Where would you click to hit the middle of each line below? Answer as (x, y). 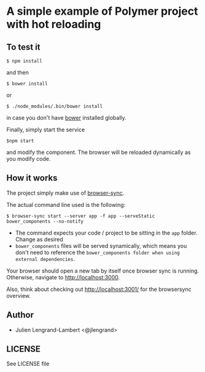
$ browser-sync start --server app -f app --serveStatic (81, 216)
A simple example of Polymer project (102, 11)
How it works (32, 178)
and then (17, 72)
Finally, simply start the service (46, 130)
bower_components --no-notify (45, 221)
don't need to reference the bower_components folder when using (97, 252)
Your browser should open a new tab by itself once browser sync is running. (103, 271)
